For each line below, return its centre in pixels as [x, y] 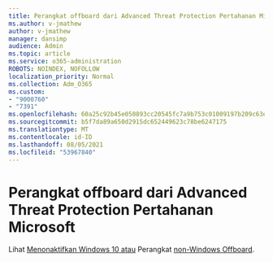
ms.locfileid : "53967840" [52, 152]
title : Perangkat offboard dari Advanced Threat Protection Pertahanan [132, 16]
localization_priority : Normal [61, 76]
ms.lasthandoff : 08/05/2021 [56, 144]
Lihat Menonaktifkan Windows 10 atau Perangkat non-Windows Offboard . [132, 250]
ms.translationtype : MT [49, 129]
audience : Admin [36, 46]
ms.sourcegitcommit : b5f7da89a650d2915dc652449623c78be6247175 [118, 122]
